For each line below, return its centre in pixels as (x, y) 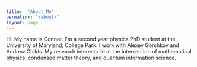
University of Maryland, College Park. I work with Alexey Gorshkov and (93, 45)
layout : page (22, 22)
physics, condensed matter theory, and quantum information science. (91, 58)
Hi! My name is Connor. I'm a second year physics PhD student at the (91, 39)
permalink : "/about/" (33, 17)
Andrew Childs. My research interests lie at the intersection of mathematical (99, 52)
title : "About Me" (30, 11)
